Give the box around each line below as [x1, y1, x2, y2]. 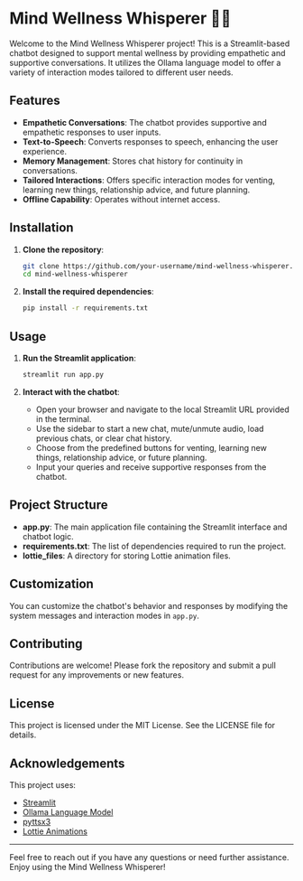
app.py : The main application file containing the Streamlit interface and [22, 521, 288, 532]
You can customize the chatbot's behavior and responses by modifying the [9, 600, 289, 611]
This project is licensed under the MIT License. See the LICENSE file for [9, 720, 276, 731]
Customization [9, 576, 95, 592]
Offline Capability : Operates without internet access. [22, 193, 221, 204]
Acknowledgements [9, 755, 125, 771]
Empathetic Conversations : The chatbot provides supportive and [22, 117, 268, 127]
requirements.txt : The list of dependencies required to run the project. [22, 540, 287, 551]
